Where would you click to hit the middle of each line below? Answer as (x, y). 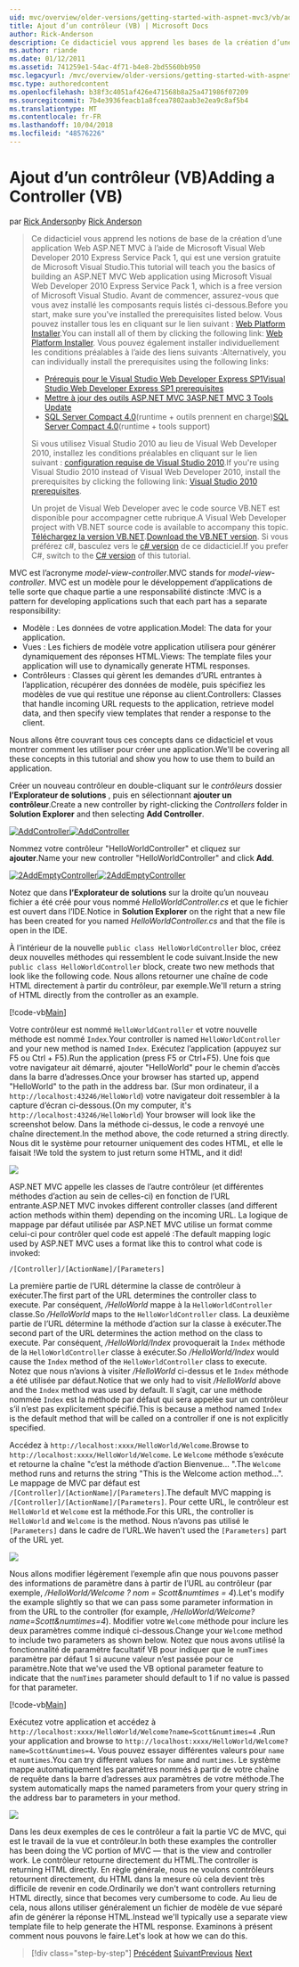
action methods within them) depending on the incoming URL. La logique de (149, 1215)
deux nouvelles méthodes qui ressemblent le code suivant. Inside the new (144, 957)
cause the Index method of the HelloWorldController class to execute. (138, 1361)
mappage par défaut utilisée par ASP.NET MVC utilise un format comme (141, 1224)
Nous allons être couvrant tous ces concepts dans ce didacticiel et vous (141, 740)
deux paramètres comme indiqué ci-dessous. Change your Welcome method (146, 1630)
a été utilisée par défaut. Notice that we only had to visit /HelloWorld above (145, 1380)
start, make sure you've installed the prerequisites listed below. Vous (157, 314)
